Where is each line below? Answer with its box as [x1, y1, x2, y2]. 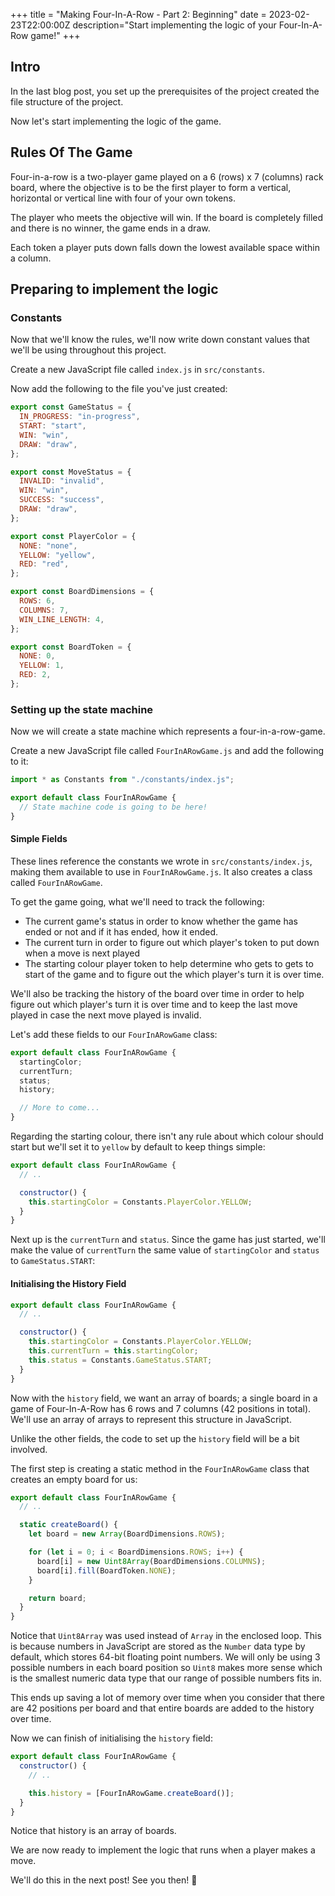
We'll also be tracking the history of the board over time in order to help [10, 987, 305, 999]
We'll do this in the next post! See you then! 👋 [10, 1874, 198, 1886]
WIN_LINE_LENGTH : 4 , [19, 614, 105, 624]
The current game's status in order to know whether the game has [24, 915, 298, 927]
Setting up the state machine [10, 702, 154, 716]
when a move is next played [24, 947, 140, 959]
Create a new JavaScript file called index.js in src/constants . [10, 364, 265, 376]
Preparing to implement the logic [10, 281, 219, 298]
